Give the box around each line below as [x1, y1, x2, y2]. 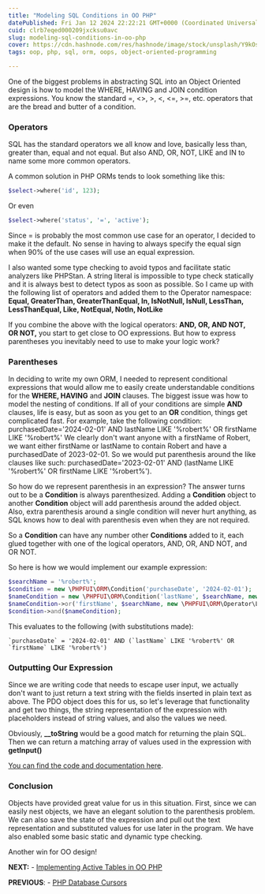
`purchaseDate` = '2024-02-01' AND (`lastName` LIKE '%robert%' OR [8, 637, 235, 645]
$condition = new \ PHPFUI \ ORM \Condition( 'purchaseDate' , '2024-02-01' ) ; [8, 585, 252, 593]
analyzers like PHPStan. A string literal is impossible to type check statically [8, 271, 254, 281]
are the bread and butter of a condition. [8, 102, 136, 111]
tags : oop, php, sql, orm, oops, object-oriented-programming [8, 48, 217, 56]
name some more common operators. [8, 156, 131, 166]
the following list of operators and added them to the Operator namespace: [8, 288, 252, 297]
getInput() [8, 746, 43, 755]
